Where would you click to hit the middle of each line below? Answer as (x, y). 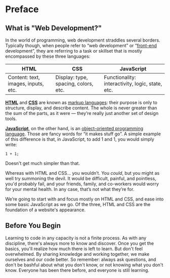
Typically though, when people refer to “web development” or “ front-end (81, 46)
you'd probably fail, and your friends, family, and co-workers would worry (82, 184)
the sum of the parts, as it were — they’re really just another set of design (82, 113)
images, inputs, (26, 84)
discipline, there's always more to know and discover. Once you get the (80, 243)
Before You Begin (33, 226)
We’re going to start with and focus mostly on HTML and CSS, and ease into (84, 199)
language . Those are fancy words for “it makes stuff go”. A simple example (83, 134)
